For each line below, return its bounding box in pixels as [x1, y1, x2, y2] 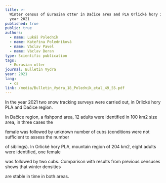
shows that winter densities [5, 164, 61, 170]
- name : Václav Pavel [9, 44, 54, 49]
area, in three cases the [5, 119, 53, 125]
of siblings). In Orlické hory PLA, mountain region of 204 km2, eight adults [5, 143, 157, 149]
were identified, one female [5, 149, 61, 155]
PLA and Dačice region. [5, 104, 53, 110]
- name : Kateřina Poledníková [9, 40, 72, 45]
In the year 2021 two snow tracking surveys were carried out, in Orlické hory [5, 99, 161, 105]
